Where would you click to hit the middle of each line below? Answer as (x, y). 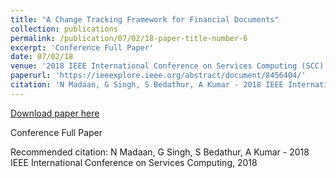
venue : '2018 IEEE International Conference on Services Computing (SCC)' (169, 66)
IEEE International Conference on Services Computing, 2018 (134, 162)
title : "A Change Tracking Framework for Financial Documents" (145, 19)
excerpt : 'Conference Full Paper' (82, 47)
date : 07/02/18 (42, 57)
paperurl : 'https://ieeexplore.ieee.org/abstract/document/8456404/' (158, 76)
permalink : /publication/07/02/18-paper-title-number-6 (129, 38)
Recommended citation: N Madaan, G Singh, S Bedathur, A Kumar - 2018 (160, 152)
